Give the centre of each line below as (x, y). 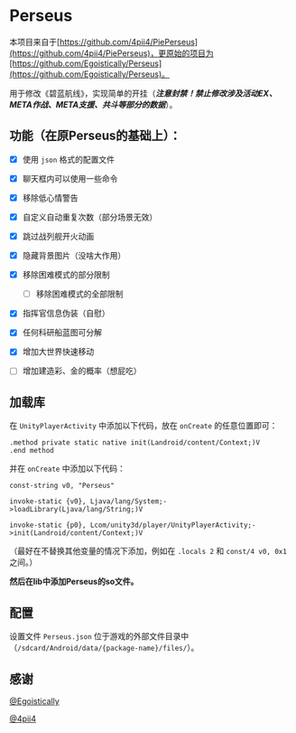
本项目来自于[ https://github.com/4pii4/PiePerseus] (104, 42)
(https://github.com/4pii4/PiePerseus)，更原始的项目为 (111, 53)
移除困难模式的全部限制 (79, 294)
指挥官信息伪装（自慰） (66, 314)
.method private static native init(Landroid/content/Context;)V (134, 443)
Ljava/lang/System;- (129, 502)
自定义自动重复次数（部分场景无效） (90, 217)
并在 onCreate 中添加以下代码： (68, 469)
